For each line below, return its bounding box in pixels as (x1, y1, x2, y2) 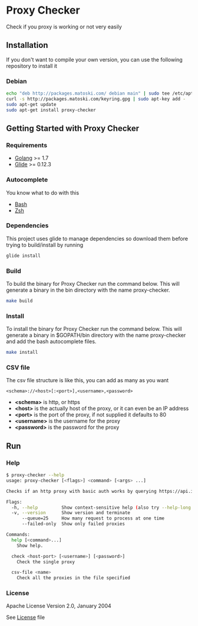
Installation (6, 40, 48, 50)
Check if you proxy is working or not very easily (6, 23, 122, 30)
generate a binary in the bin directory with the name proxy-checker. (6, 286, 170, 293)
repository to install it (6, 62, 58, 69)
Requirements (6, 141, 48, 149)
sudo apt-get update (6, 101, 57, 107)
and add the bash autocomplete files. (6, 338, 97, 345)
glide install (6, 253, 41, 259)
